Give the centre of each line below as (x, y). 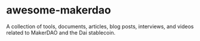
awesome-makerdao (59, 10)
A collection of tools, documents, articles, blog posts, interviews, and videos (100, 26)
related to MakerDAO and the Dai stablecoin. (61, 32)
